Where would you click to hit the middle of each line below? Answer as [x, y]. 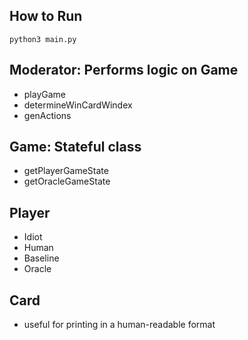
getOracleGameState [67, 181]
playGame [45, 94]
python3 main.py [43, 39]
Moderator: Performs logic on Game [124, 70]
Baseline [41, 258]
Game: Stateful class [75, 147]
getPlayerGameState [66, 171]
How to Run [46, 16]
